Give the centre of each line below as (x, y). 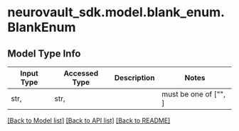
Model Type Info (44, 53)
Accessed (81, 73)
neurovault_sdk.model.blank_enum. (116, 12)
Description (134, 78)
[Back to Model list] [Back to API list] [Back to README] (89, 120)
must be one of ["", (193, 94)
